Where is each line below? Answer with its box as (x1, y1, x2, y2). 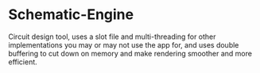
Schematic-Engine (8, 6, 134, 24)
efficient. (8, 57, 37, 67)
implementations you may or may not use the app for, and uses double (8, 40, 239, 49)
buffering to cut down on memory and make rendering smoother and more (8, 48, 253, 58)
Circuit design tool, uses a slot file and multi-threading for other (8, 32, 216, 41)
